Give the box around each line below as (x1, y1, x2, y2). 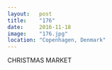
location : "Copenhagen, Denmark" (7, 37, 106, 44)
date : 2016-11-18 (7, 23, 72, 30)
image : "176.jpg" (7, 30, 69, 37)
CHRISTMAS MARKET (7, 56, 72, 64)
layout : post (7, 10, 52, 18)
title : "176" (7, 17, 55, 24)
